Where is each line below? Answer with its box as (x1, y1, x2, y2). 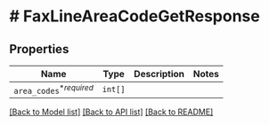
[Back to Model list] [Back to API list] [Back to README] (9, 106, 214, 117)
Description (133, 68, 185, 80)
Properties (9, 42, 69, 57)
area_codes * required (13, 82, 94, 97)
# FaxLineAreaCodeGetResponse (9, 6, 260, 27)
